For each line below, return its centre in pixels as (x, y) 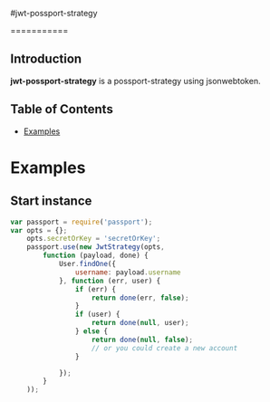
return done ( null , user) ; (140, 323)
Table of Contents (62, 109)
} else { (91, 331)
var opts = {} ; (39, 230)
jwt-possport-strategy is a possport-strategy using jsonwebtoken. (135, 81)
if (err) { (96, 289)
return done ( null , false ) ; (142, 340)
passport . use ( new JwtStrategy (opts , (96, 247)
